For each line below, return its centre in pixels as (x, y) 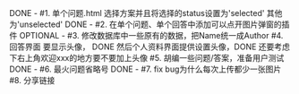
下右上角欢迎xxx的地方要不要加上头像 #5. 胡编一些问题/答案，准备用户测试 (147, 58)
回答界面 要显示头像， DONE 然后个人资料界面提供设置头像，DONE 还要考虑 (150, 47)
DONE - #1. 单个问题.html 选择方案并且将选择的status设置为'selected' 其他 (146, 13)
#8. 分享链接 (32, 80)
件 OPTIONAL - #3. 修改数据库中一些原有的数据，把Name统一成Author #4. (146, 35)
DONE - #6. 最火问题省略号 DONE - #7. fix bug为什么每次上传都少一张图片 (145, 69)
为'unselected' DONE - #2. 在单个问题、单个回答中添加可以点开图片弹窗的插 (149, 24)
